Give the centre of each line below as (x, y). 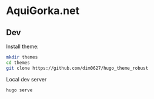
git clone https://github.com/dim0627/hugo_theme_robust (77, 68)
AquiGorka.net (43, 11)
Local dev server (26, 79)
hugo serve (19, 90)
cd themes (18, 63)
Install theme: (23, 46)
